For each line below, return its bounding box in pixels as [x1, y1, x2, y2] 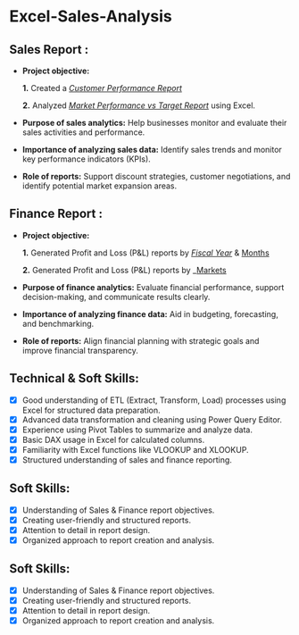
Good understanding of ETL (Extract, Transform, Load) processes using [21, 395, 287, 405]
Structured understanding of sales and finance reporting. [21, 454, 232, 465]
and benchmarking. [21, 318, 95, 329]
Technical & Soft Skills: [9, 371, 140, 386]
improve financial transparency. [21, 345, 138, 355]
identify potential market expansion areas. [21, 180, 178, 191]
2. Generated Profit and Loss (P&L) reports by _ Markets [21, 264, 227, 275]
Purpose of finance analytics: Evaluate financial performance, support [21, 281, 285, 292]
